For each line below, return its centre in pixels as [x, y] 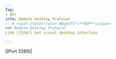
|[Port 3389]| [19, 51]
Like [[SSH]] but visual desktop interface [51, 33]
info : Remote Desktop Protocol [38, 19]
